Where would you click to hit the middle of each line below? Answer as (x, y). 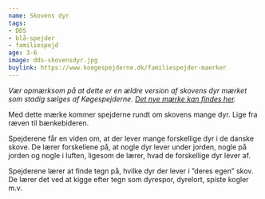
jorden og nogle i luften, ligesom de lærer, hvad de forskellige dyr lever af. (130, 155)
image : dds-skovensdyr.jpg (53, 61)
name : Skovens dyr (39, 16)
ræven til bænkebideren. (49, 123)
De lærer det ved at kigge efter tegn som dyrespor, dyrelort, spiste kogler (129, 179)
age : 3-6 (23, 53)
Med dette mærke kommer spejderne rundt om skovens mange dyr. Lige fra (133, 114)
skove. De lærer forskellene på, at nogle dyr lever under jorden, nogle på (128, 147)
